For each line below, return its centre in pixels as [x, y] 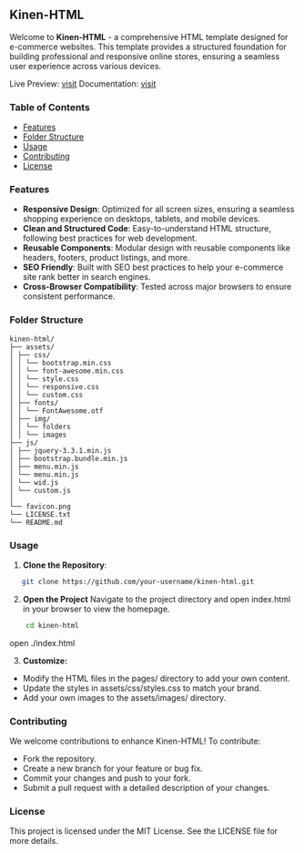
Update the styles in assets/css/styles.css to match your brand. [142, 688]
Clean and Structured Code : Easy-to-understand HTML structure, [147, 229]
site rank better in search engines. [86, 277]
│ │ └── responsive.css [55, 386]
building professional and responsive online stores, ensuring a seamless [145, 56]
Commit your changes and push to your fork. [106, 778]
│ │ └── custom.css [46, 395]
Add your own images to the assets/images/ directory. [124, 697]
